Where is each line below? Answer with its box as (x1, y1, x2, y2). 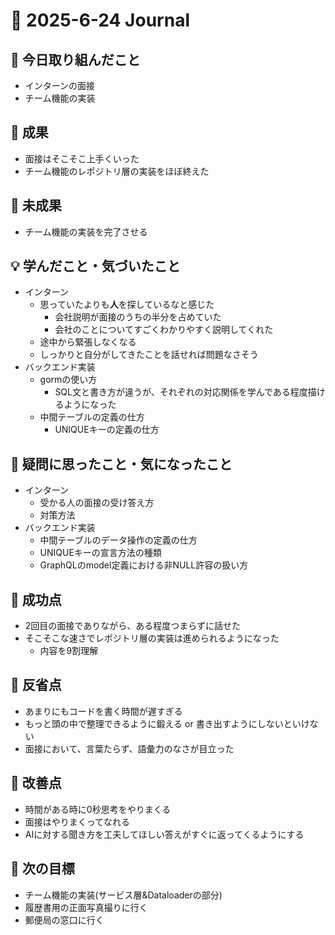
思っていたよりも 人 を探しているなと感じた (39, 299, 215, 311)
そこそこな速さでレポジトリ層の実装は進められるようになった (24, 632, 280, 644)
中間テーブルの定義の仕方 (39, 411, 145, 423)
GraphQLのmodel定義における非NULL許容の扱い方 (39, 559, 249, 571)
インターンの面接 (24, 80, 96, 91)
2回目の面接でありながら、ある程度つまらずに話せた (24, 620, 241, 632)
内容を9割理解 (39, 645, 99, 657)
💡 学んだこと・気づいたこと (10, 258, 181, 275)
